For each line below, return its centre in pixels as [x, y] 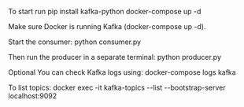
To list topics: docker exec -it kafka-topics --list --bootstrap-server [117, 87]
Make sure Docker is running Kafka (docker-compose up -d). [107, 26]
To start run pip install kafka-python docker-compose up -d [105, 11]
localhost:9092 [33, 96]
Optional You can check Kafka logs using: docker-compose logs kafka [122, 72]
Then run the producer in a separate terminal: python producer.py [115, 57]
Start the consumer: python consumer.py [75, 42]
